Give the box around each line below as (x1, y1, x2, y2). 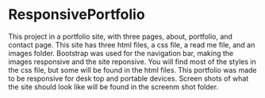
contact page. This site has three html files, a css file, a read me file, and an (8, 40, 255, 49)
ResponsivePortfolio (8, 6, 145, 24)
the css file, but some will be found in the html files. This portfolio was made (8, 65, 257, 74)
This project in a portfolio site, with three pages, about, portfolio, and (8, 32, 232, 41)
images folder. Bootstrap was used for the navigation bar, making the (8, 48, 234, 58)
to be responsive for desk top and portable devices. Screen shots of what (8, 73, 249, 83)
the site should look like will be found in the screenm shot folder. (8, 81, 219, 92)
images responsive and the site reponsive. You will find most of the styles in (8, 57, 256, 66)
